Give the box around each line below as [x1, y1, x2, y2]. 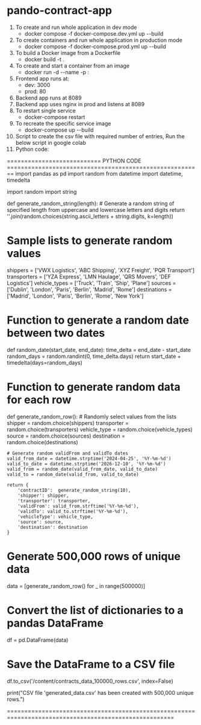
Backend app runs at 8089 [15, 94, 82, 101]
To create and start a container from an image [15, 62, 130, 69]
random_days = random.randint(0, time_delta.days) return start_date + [7, 353, 181, 360]
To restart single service [15, 107, 76, 114]
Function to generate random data [7, 380, 181, 394]
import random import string [7, 188, 77, 195]
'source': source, [17, 519, 64, 525]
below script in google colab [15, 139, 87, 146]
